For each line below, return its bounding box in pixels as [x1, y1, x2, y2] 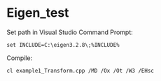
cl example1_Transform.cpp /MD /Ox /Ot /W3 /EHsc [6, 67, 155, 74]
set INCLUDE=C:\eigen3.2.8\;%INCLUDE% [6, 41, 120, 48]
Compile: [6, 54, 33, 62]
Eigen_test [6, 5, 69, 21]
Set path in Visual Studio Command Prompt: [6, 28, 134, 36]
